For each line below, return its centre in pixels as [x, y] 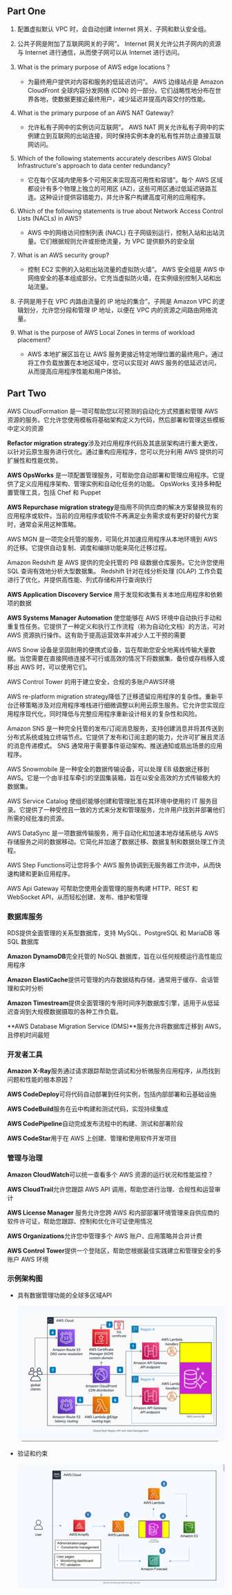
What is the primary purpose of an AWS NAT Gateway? [95, 113]
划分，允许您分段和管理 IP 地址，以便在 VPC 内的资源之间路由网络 [117, 310]
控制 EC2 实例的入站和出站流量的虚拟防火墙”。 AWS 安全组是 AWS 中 [126, 269]
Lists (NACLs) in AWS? [49, 218]
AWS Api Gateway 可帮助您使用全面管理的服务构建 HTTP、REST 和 [103, 888]
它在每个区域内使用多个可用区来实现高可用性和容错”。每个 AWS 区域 [125, 180]
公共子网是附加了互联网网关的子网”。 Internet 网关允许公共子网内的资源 [119, 44]
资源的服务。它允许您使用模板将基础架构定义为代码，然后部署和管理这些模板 [116, 420]
